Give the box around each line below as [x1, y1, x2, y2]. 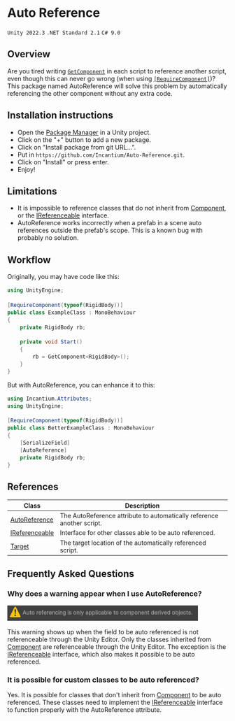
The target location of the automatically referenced [59, 538, 206, 547]
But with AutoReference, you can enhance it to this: [7, 380, 155, 389]
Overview [7, 48, 51, 60]
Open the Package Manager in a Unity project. [17, 128, 152, 136]
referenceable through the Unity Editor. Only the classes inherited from [7, 635, 212, 643]
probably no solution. [17, 234, 79, 242]
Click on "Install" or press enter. [17, 157, 110, 166]
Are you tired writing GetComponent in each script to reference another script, [7, 66, 227, 75]
